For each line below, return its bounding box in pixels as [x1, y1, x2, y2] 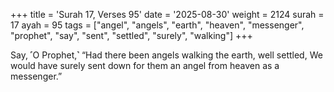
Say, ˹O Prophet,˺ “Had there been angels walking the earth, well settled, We [10, 49, 323, 61]
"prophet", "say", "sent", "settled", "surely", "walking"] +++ [10, 30, 253, 41]
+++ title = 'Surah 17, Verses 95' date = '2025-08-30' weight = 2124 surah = [10, 9, 325, 20]
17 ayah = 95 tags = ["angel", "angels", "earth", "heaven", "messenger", [10, 19, 305, 31]
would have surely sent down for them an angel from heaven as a [10, 60, 280, 71]
